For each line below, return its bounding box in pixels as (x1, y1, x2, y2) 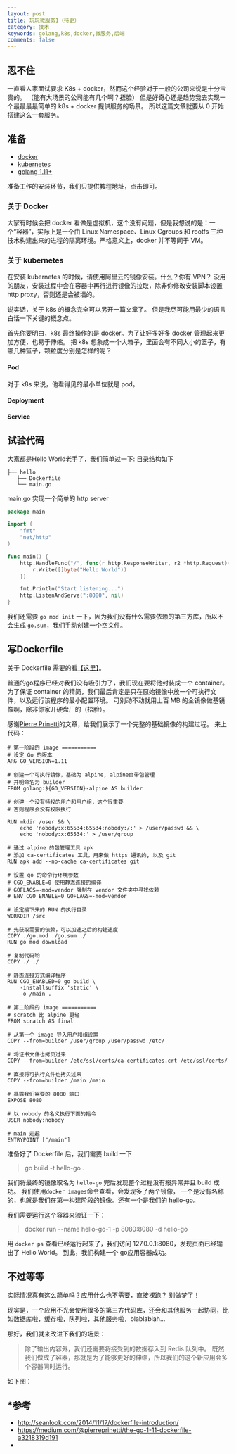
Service (7, 412, 31, 421)
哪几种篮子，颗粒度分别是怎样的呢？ (7, 346, 112, 355)
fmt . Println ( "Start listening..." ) (20, 586, 124, 593)
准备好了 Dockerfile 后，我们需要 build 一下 (7, 1149, 132, 1158)
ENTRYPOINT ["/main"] (7, 1136, 71, 1144)
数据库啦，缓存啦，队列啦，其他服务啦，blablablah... (13, 1314, 166, 1323)
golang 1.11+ (17, 167, 53, 176)
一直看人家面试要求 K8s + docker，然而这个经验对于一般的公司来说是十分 (7, 84, 221, 92)
